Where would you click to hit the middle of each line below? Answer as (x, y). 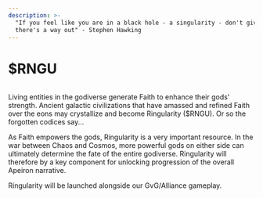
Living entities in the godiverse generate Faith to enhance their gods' (119, 97)
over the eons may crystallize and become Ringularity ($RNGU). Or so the (127, 113)
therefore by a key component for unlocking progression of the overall (121, 162)
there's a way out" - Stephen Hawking (79, 30)
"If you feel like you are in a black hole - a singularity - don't (129, 23)
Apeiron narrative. (37, 171)
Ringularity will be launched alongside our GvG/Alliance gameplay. (115, 185)
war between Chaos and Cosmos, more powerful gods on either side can (126, 146)
